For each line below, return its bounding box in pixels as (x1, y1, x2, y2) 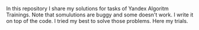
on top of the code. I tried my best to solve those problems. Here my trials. (6, 18, 188, 24)
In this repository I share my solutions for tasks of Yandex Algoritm (6, 5, 169, 12)
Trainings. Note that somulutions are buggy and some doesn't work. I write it (6, 11, 194, 18)
